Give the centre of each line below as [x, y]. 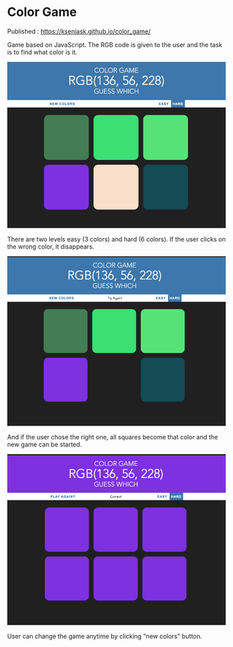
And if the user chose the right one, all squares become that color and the [113, 437]
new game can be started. [44, 444]
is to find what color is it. [42, 52]
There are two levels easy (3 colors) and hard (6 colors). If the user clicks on [116, 240]
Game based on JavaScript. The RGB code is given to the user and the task [115, 44]
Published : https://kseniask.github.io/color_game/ [79, 31]
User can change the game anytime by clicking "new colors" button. [105, 637]
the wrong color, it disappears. [51, 246]
